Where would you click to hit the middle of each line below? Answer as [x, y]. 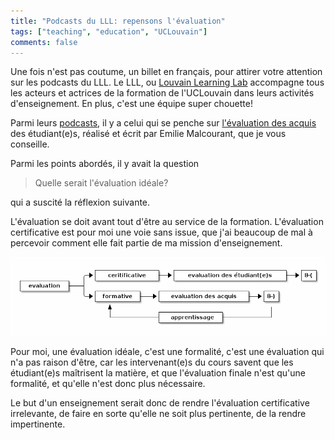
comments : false [44, 42]
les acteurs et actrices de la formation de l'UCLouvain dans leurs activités [162, 93]
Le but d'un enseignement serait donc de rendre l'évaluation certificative [160, 403]
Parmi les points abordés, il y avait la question [105, 164]
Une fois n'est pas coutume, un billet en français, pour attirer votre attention [166, 72]
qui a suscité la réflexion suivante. [80, 202]
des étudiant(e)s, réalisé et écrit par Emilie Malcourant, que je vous [148, 134]
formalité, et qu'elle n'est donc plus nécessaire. [108, 384]
